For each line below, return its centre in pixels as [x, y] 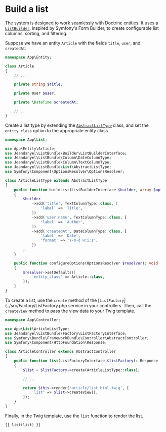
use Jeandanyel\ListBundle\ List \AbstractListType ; [58, 167]
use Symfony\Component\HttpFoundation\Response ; [56, 343]
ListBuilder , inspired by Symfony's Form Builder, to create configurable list [82, 28]
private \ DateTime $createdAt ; [46, 103]
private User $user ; [35, 93]
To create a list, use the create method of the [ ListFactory [65, 300]
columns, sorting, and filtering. [36, 33]
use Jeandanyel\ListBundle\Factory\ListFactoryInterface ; [66, 333]
